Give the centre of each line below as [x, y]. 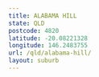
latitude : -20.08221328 [48, 38]
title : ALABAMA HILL [43, 16]
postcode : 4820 [34, 30]
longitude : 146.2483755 [48, 46]
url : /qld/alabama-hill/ [50, 53]
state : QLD [27, 23]
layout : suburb [34, 61]
